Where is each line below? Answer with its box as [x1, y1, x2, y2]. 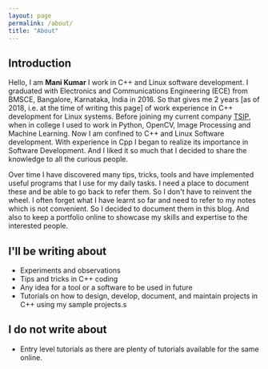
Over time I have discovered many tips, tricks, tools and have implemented [8, 170, 254, 180]
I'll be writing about [8, 244, 107, 257]
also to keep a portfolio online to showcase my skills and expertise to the [8, 213, 248, 222]
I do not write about [8, 322, 107, 337]
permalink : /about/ [8, 19, 74, 27]
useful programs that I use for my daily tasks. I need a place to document [8, 178, 250, 189]
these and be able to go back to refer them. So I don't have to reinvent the [8, 187, 252, 197]
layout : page [8, 11, 52, 20]
